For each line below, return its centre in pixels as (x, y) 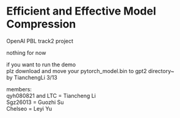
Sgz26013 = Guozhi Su (35, 102)
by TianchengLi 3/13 (32, 77)
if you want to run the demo (41, 64)
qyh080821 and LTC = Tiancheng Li (51, 95)
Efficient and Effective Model (81, 11)
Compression (41, 24)
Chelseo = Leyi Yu (29, 108)
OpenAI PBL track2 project (40, 41)
